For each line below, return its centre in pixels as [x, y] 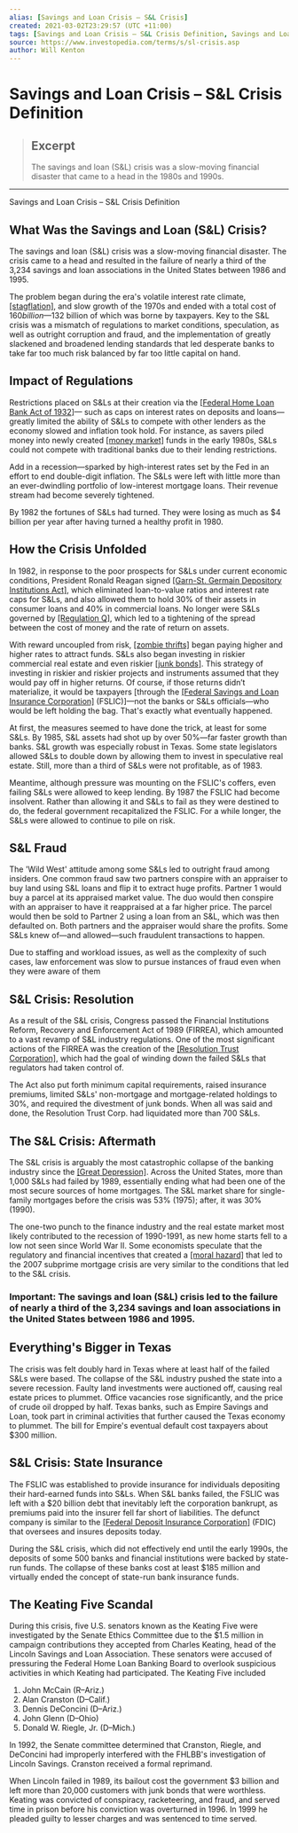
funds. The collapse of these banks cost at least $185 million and [142, 1567]
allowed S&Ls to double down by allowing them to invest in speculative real [146, 756]
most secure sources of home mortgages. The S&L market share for [133, 1191]
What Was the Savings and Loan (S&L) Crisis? [138, 230]
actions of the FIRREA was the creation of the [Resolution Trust [124, 1049]
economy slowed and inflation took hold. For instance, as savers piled [137, 430]
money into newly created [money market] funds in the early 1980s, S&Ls [143, 440]
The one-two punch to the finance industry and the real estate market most [147, 1226]
